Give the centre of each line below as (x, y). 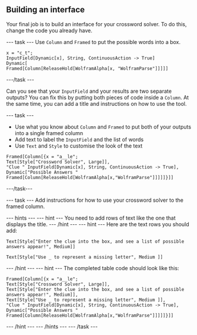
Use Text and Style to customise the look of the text (79, 146)
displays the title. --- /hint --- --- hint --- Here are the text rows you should (98, 224)
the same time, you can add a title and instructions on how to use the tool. (96, 104)
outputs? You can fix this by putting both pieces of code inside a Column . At (98, 97)
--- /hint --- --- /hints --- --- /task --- (52, 326)
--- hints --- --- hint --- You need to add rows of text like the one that (91, 218)
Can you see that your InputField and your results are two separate (89, 91)
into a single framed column (49, 133)
